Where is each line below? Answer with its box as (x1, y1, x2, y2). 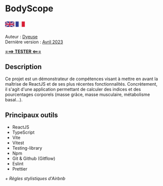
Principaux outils (5, 111, 58, 120)
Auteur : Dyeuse (5, 33, 38, 39)
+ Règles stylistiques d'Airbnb (5, 175, 65, 181)
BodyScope (5, 3, 54, 14)
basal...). (5, 96, 23, 102)
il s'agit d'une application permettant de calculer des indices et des (5, 86, 141, 92)
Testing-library (12, 145, 43, 151)
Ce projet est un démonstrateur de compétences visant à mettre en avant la (5, 76, 158, 82)
